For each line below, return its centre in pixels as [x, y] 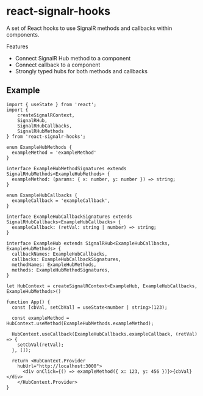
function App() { [28, 302]
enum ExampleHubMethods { [39, 147]
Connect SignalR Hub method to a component [73, 58]
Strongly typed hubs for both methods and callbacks [81, 71]
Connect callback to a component [58, 65]
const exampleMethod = [41, 318]
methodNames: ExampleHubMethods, [54, 265]
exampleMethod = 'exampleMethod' [54, 153]
